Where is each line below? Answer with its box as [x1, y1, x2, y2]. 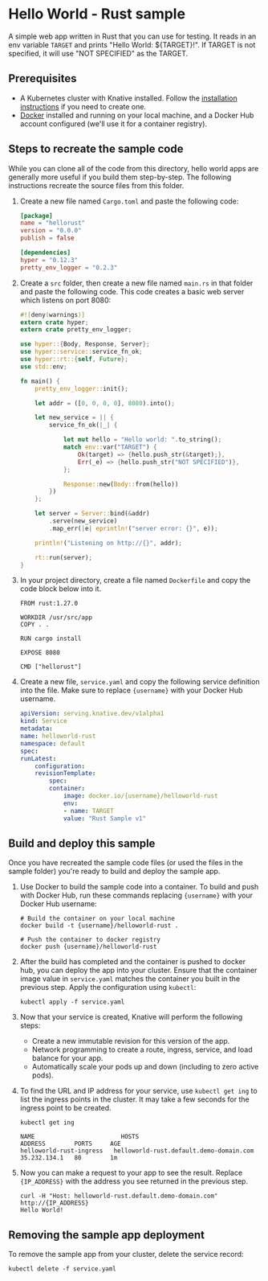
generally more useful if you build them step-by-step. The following [8, 172, 232, 182]
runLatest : [19, 754, 57, 762]
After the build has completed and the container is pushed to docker [19, 957, 246, 967]
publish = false [19, 234, 75, 242]
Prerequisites [8, 72, 77, 85]
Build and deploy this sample [8, 836, 156, 850]
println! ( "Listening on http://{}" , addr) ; [35, 539, 182, 547]
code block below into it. [19, 584, 102, 593]
